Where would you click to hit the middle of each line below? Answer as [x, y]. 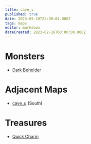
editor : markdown [23, 28]
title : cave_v [19, 10]
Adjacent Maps [36, 90]
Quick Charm [25, 136]
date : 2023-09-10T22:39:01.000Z [38, 19]
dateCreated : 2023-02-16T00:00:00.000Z [45, 32]
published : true [21, 14]
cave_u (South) [27, 103]
